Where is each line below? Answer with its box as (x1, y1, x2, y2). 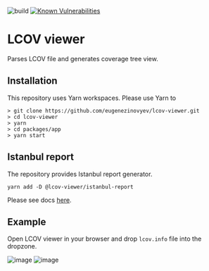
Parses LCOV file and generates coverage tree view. (7, 54, 158, 63)
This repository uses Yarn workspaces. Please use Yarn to (7, 94, 177, 102)
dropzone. (7, 242, 37, 251)
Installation (7, 75, 58, 87)
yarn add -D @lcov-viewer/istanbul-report (7, 183, 134, 190)
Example (7, 215, 46, 228)
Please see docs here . (7, 196, 72, 204)
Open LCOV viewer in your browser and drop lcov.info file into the (7, 234, 202, 243)
